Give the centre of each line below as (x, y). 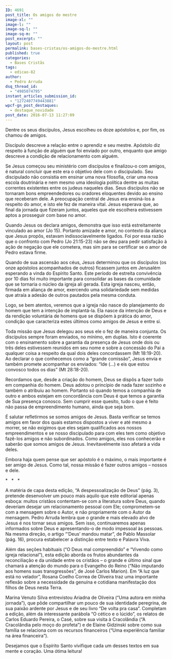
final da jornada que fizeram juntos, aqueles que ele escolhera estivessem (84, 210)
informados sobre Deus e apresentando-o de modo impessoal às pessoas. (84, 528)
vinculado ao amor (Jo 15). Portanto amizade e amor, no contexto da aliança (86, 230)
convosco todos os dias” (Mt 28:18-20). (47, 369)
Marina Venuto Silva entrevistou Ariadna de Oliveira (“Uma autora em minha (85, 597)
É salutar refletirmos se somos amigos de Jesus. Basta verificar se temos (83, 417)
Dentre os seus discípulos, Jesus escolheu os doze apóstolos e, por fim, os (85, 129)
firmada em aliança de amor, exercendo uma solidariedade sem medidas (82, 289)
